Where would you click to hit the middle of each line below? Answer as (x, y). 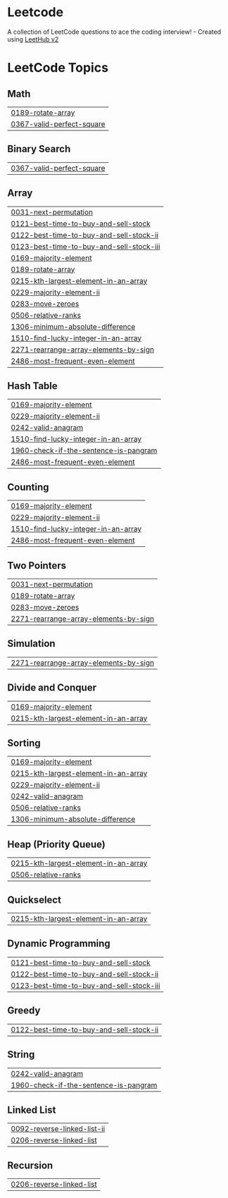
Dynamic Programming (59, 944)
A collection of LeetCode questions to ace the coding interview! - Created (114, 32)
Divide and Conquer (52, 688)
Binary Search (39, 149)
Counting (28, 487)
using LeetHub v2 (33, 39)
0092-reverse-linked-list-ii (58, 1129)
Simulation (31, 644)
